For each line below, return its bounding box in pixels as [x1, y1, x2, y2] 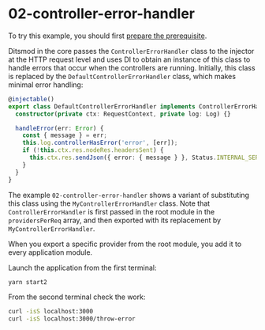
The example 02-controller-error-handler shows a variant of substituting [8, 190, 250, 199]
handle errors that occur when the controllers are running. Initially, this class [8, 63, 256, 72]
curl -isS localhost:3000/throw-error [8, 315, 136, 323]
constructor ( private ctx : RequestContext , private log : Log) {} [15, 110, 231, 118]
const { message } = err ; [22, 131, 108, 139]
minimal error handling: [8, 80, 84, 89]
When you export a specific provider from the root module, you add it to [8, 239, 242, 248]
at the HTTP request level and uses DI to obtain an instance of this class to [8, 55, 251, 64]
